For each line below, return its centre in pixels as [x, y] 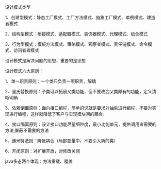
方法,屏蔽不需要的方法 [27, 130]
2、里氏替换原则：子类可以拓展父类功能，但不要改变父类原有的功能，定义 [79, 92]
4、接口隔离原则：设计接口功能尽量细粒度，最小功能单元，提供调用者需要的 [81, 124]
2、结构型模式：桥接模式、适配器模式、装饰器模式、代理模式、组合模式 [76, 34]
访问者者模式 [26, 50]
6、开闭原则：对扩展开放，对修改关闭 [42, 151]
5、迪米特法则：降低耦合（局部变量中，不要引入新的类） [62, 141]
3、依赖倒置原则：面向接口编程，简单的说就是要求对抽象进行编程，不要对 [79, 108]
